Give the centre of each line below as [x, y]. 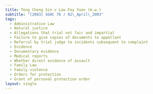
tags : [11, 19]
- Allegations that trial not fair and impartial [62, 33]
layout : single [21, 84]
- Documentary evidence [34, 51]
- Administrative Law [32, 24]
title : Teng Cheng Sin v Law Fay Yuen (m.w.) [53, 10]
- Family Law [23, 65]
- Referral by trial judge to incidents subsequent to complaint [79, 42]
